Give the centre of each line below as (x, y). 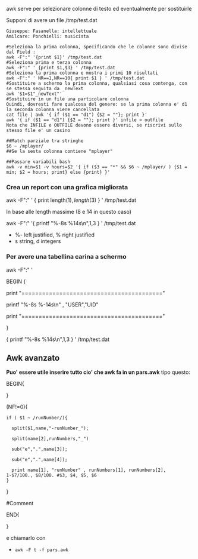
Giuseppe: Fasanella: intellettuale (51, 31)
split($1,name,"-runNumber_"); (50, 429)
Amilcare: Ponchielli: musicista (48, 36)
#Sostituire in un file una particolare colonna (67, 99)
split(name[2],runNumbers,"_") (50, 439)
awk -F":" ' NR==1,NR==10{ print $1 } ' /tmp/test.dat (76, 78)
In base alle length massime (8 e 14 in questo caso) (69, 212)
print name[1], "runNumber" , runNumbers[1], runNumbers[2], (89, 470)
